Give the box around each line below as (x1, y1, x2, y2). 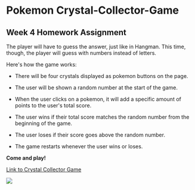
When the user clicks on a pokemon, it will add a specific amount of (14, 96, 182, 102)
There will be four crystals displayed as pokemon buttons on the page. (14, 73, 188, 79)
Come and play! (6, 154, 47, 161)
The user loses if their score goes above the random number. (14, 132, 166, 138)
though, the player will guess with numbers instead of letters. (6, 49, 157, 57)
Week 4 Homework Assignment (6, 27, 126, 38)
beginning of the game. (14, 120, 73, 127)
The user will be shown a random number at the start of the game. (14, 84, 178, 91)
